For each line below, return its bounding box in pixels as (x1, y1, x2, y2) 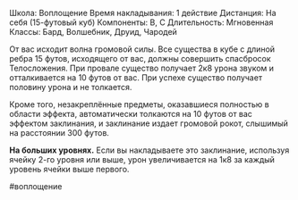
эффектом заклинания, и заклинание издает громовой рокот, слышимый (9, 118, 289, 129)
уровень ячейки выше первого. (9, 164, 130, 174)
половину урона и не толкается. (9, 82, 132, 92)
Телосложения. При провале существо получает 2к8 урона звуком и (9, 62, 275, 73)
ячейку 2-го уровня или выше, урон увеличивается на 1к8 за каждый (9, 154, 276, 164)
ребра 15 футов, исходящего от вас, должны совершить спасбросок (9, 54, 271, 63)
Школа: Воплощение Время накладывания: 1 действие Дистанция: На (9, 8, 277, 18)
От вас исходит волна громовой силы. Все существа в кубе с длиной (9, 44, 276, 54)
